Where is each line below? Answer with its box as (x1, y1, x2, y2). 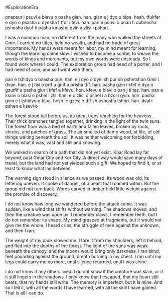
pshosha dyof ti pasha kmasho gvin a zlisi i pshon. (5, 25, 109, 31)
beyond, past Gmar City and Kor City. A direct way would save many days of (5, 155, 163, 161)
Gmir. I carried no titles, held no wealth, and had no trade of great (5, 40, 140, 46)
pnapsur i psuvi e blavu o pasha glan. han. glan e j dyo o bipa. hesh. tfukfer (5, 14, 160, 20)
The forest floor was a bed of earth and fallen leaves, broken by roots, (5, 123, 150, 129)
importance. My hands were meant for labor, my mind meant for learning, (5, 45, 157, 51)
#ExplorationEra (5, 5, 39, 10)
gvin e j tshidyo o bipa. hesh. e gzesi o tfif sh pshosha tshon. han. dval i (5, 98, 153, 104)
